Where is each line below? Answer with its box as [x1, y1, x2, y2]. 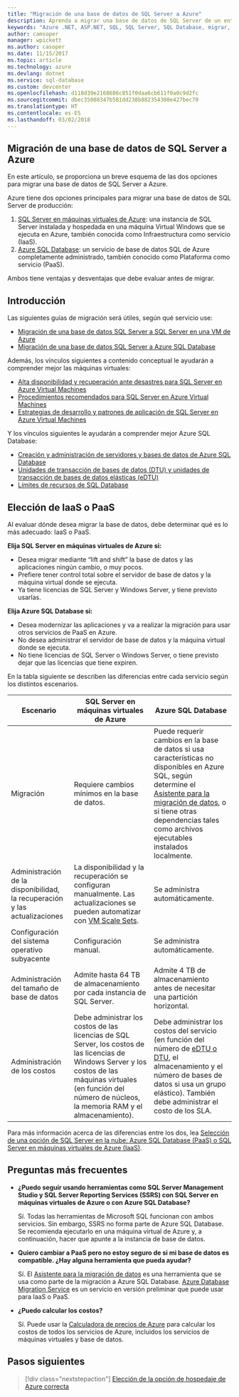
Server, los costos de [73, 1039, 144, 1049]
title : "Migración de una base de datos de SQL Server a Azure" [7, 10, 202, 18]
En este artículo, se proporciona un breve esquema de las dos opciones [7, 172, 218, 181]
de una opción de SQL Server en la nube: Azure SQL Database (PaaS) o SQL [7, 1136, 232, 1145]
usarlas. [17, 593, 41, 601]
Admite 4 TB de [154, 965, 206, 975]
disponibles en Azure [154, 762, 225, 772]
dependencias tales [154, 815, 220, 825]
